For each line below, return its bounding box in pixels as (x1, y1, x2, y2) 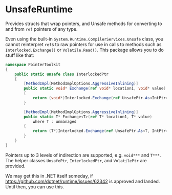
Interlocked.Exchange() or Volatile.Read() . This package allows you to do (5, 47, 164, 53)
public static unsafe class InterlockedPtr (14, 72, 109, 77)
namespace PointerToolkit (5, 62, 60, 67)
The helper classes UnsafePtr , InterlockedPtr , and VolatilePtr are (5, 157, 147, 163)
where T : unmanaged (32, 119, 77, 124)
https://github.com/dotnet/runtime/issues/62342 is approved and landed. (5, 178, 160, 184)
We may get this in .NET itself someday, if (5, 172, 93, 179)
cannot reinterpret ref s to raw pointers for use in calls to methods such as (5, 41, 162, 47)
